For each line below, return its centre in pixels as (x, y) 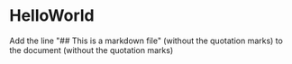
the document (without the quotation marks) (91, 50)
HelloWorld (52, 16)
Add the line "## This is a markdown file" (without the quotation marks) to (146, 41)
